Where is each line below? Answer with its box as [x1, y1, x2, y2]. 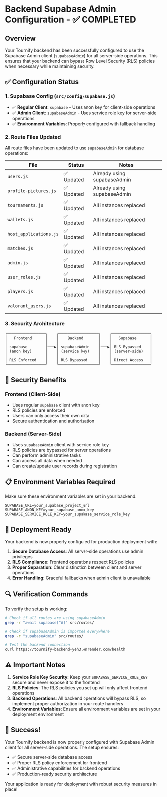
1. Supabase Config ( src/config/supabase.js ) [5, 93, 115, 100]
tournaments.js [7, 202, 44, 208]
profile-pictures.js [7, 188, 56, 194]
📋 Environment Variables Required [5, 478, 116, 486]
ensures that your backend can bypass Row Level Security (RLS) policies [5, 58, 155, 64]
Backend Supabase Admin [5, 3, 116, 15]
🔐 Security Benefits [5, 375, 67, 384]
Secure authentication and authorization [12, 418, 95, 424]
